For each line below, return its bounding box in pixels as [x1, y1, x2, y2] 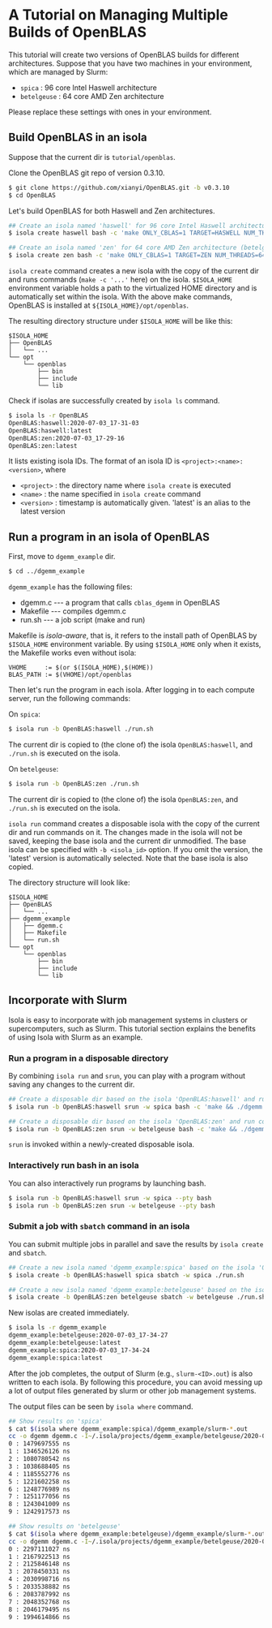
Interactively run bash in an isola [8, 1160, 139, 1171]
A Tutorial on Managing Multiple [8, 6, 228, 24]
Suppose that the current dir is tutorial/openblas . [8, 152, 176, 162]
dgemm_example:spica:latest [8, 1354, 104, 1362]
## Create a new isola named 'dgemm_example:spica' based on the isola [8, 1264, 255, 1272]
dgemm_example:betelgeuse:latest [8, 1339, 121, 1347]
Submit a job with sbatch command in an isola [8, 1221, 190, 1232]
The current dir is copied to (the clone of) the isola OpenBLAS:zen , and [8, 794, 239, 804]
